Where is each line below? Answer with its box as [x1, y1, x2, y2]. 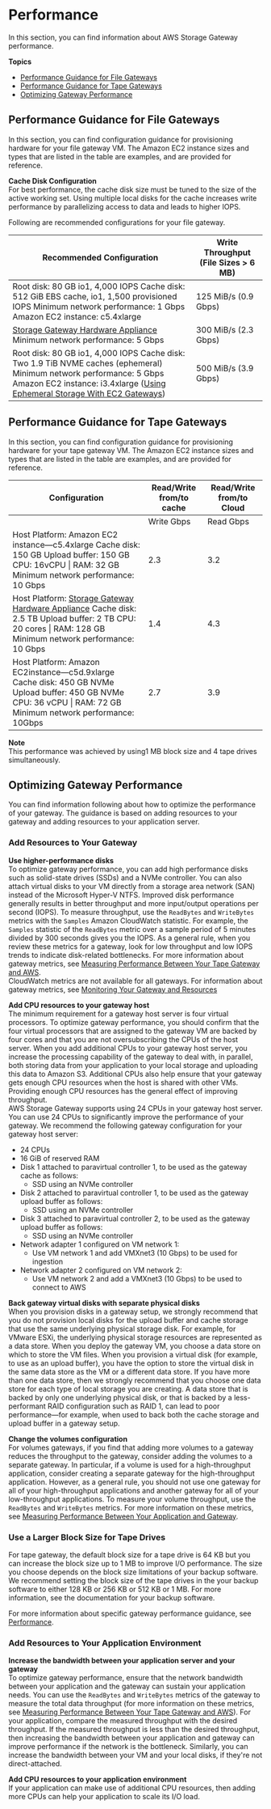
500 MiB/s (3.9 [196, 362, 254, 374]
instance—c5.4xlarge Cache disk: [12, 539, 141, 550]
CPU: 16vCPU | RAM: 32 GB [12, 559, 119, 570]
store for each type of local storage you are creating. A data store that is [8, 1383, 248, 1393]
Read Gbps [206, 515, 250, 527]
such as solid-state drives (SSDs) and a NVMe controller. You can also [8, 872, 242, 883]
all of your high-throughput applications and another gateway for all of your [8, 1485, 260, 1495]
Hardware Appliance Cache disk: [12, 603, 137, 614]
